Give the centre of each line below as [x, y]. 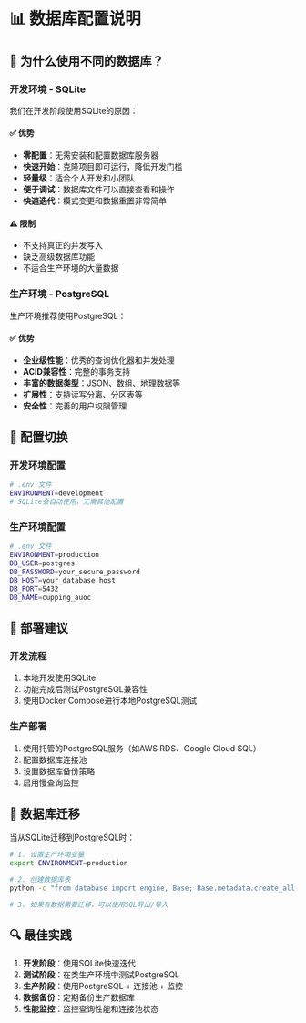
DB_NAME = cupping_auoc [51, 597]
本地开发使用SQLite [59, 678]
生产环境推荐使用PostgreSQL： [68, 315]
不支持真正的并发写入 [62, 245]
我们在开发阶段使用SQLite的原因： [74, 110]
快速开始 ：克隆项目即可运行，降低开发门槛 [102, 167]
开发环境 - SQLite [48, 89]
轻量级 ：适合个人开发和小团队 [78, 178]
